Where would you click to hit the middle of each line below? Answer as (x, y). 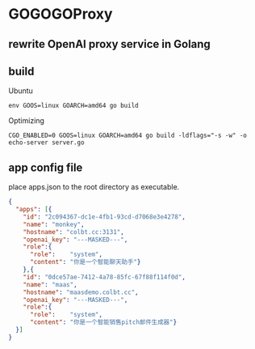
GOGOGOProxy (61, 14)
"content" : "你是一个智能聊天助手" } (85, 262)
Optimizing (26, 121)
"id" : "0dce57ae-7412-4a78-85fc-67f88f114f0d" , (104, 277)
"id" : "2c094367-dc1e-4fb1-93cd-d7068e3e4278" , (104, 217)
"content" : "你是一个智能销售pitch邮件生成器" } (103, 322)
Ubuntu (21, 91)
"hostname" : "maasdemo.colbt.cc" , (81, 292)
